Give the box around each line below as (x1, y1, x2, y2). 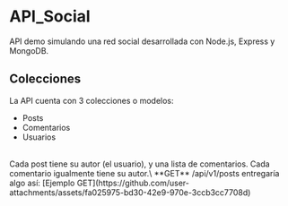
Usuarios (22, 132, 57, 142)
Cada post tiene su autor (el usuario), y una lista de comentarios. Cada (9, 159, 271, 169)
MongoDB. (9, 45, 49, 56)
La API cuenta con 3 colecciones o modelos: (9, 95, 174, 106)
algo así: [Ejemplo (9, 177, 75, 188)
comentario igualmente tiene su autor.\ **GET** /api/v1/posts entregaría (9, 167, 280, 178)
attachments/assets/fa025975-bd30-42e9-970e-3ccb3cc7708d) (9, 186, 251, 198)
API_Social (9, 6, 92, 27)
